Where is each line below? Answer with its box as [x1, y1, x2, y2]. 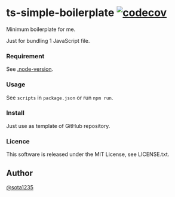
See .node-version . [6, 65, 54, 73]
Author [6, 168, 33, 178]
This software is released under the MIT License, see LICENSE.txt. [6, 151, 170, 158]
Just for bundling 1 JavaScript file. [6, 37, 90, 44]
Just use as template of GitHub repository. [6, 122, 110, 129]
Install [6, 109, 25, 117]
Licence [6, 137, 30, 145]
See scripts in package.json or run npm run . [6, 94, 113, 101]
